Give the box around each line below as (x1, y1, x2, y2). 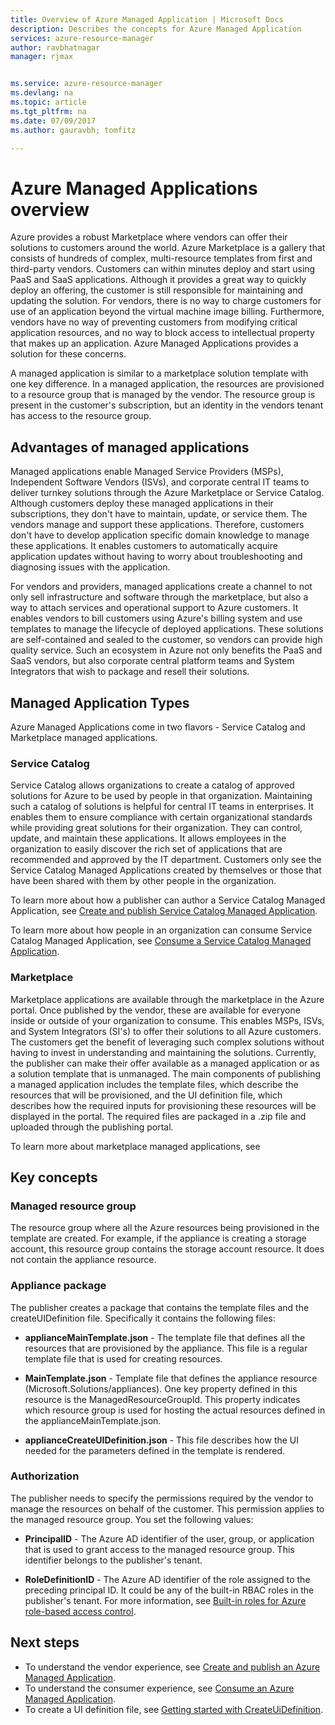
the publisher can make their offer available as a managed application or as (10, 1057, 320, 1069)
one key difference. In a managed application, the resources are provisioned (10, 378, 325, 390)
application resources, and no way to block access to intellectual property (10, 327, 315, 339)
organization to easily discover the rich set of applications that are (10, 843, 283, 855)
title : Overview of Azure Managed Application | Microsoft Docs (10, 14, 284, 25)
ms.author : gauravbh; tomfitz (10, 125, 137, 135)
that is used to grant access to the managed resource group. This (24, 1543, 295, 1555)
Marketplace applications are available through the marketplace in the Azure (10, 993, 325, 1005)
